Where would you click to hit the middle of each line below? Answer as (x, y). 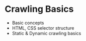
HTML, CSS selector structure (43, 28)
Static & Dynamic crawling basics (47, 33)
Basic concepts (28, 23)
